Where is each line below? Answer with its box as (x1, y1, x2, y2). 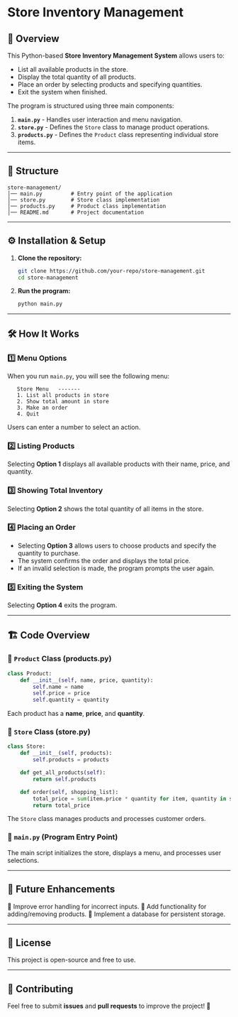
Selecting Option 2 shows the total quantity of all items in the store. (7, 504, 204, 513)
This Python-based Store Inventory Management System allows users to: (7, 51, 225, 60)
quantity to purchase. (17, 548, 80, 558)
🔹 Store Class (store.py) (7, 727, 91, 737)
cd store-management (17, 274, 79, 281)
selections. (7, 856, 40, 864)
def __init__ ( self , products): (20, 750, 113, 757)
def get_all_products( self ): (20, 769, 106, 776)
